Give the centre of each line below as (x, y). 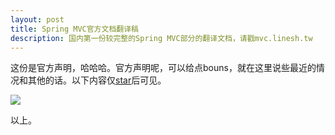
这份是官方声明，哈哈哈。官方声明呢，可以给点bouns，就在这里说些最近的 (163, 68)
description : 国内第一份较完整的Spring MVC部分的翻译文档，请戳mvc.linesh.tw (161, 38)
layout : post (37, 19)
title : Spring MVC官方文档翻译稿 (74, 29)
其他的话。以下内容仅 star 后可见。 (97, 80)
